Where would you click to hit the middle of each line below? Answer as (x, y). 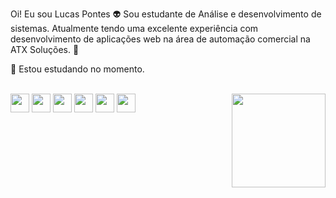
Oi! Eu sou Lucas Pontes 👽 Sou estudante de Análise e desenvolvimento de (166, 14)
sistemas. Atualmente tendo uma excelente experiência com (134, 28)
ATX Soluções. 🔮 (45, 49)
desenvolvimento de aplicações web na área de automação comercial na (160, 39)
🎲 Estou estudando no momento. (77, 69)
